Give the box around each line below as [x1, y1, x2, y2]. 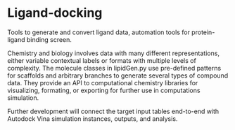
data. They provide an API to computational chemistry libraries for [7, 78, 198, 87]
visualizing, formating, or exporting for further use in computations [7, 86, 201, 94]
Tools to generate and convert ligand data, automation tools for [7, 28, 190, 36]
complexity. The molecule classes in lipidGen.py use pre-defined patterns [7, 64, 222, 72]
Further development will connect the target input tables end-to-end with [7, 107, 220, 115]
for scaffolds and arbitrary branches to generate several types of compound [7, 71, 229, 80]
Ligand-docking [7, 5, 103, 21]
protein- [191, 28, 215, 36]
